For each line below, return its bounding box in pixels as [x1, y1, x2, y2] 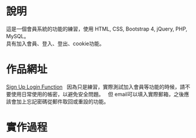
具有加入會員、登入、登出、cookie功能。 [6, 40, 105, 47]
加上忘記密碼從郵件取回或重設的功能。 [16, 97, 109, 105]
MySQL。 [6, 32, 29, 39]
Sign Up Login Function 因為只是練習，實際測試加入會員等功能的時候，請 [6, 83, 185, 90]
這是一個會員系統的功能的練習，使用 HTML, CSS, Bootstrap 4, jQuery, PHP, [6, 25, 188, 32]
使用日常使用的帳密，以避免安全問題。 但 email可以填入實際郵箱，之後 [11, 90, 184, 97]
